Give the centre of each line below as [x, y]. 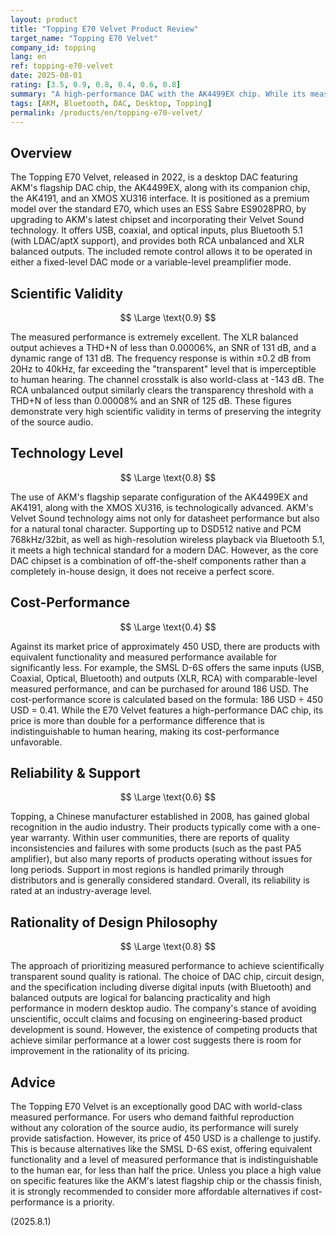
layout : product [44, 19]
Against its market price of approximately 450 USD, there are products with [165, 646]
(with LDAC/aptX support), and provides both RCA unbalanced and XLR [157, 241]
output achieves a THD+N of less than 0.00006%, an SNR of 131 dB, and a [163, 347]
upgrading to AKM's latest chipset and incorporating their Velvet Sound [157, 220]
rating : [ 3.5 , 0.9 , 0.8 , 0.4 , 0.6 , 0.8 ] [96, 85]
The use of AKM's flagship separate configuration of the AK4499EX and [159, 497]
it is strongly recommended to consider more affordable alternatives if [154, 1192]
